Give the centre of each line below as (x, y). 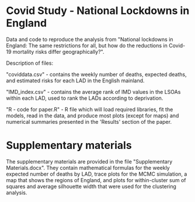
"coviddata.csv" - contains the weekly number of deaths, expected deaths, (96, 74)
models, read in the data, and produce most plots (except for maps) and (93, 116)
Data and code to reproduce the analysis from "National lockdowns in (90, 39)
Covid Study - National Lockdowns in (98, 11)
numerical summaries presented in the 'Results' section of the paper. (89, 121)
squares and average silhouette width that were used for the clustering (91, 186)
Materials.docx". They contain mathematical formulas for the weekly (88, 168)
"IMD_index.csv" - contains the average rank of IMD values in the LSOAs (93, 92)
